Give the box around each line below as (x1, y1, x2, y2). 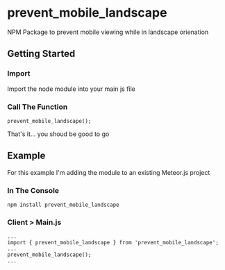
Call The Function (7, 102, 68, 112)
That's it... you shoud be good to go (7, 130, 110, 138)
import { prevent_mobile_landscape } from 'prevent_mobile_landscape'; (7, 239, 219, 246)
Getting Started (7, 48, 76, 60)
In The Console (7, 185, 60, 195)
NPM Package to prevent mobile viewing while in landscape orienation (7, 28, 209, 36)
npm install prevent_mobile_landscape (7, 201, 119, 209)
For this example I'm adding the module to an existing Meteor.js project (7, 168, 210, 176)
